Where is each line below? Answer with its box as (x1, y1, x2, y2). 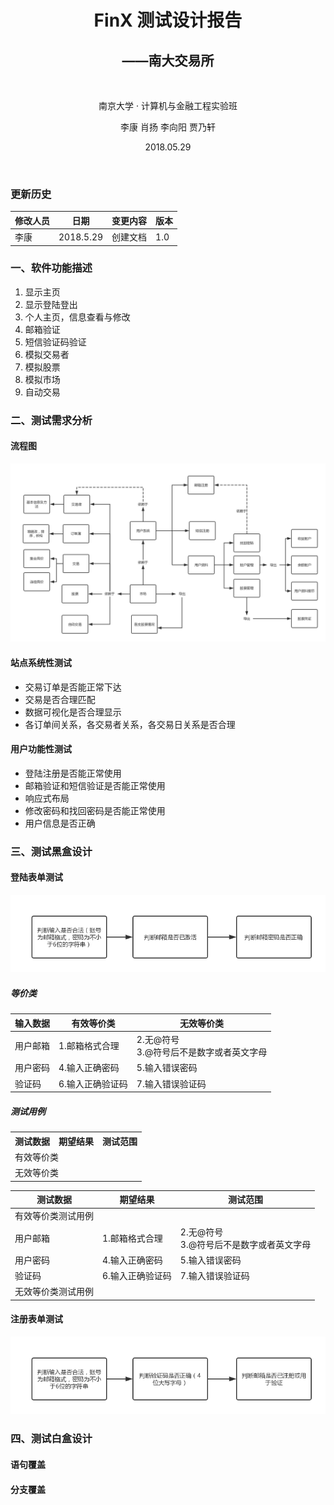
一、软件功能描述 (10, 261, 93, 275)
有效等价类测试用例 (14, 1210, 94, 1222)
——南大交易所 (121, 52, 215, 69)
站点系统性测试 (10, 657, 72, 669)
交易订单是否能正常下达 (24, 681, 122, 693)
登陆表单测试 (10, 871, 63, 883)
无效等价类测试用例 (14, 1286, 94, 1298)
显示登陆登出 (24, 298, 78, 310)
